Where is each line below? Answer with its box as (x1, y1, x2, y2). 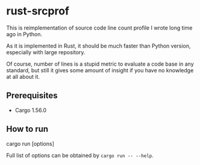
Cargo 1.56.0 (14, 107, 47, 114)
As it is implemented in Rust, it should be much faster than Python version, (6, 42, 191, 49)
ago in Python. (6, 30, 42, 37)
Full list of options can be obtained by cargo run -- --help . (6, 152, 154, 159)
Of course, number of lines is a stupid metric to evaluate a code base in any (6, 60, 194, 67)
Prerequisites (6, 90, 58, 101)
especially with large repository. (6, 48, 86, 55)
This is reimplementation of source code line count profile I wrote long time (6, 24, 193, 31)
